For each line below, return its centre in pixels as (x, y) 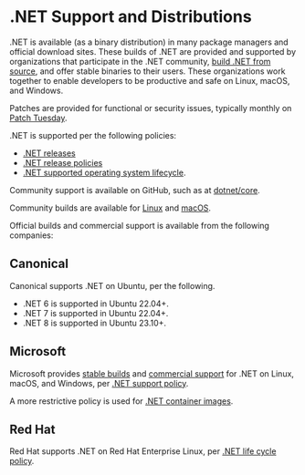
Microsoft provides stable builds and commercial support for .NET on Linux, (152, 373)
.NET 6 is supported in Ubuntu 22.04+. (95, 304)
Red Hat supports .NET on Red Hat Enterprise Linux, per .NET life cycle (143, 451)
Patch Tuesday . (38, 118)
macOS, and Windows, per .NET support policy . (99, 383)
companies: (32, 235)
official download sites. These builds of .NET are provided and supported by (153, 51)
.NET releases (49, 153)
